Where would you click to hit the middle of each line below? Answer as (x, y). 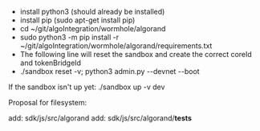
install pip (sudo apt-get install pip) (77, 20)
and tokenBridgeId (51, 63)
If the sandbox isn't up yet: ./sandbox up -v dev (87, 87)
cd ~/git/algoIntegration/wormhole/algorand (93, 29)
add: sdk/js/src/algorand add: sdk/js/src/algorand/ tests (100, 118)
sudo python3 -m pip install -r (69, 37)
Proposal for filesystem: (47, 102)
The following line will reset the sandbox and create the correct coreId (136, 54)
